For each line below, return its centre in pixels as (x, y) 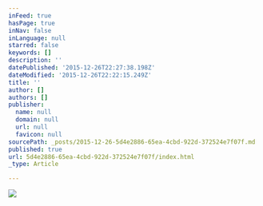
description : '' (35, 61)
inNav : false (30, 30)
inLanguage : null (37, 38)
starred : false (34, 46)
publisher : (26, 105)
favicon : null (39, 134)
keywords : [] (30, 53)
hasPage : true (32, 23)
